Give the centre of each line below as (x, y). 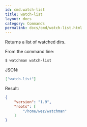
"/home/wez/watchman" (45, 111)
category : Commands (25, 23)
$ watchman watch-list (28, 61)
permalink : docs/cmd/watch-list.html (44, 28)
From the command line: (30, 52)
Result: (12, 88)
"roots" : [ (25, 106)
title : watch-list (24, 14)
